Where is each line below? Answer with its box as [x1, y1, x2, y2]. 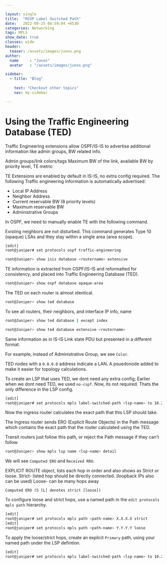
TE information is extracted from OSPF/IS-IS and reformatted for [5, 266, 137, 272]
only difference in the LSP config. [5, 386, 74, 392]
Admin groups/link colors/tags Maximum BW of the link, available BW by [5, 158, 153, 164]
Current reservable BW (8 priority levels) [12, 198, 96, 204]
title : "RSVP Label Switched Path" [5, 16, 81, 21]
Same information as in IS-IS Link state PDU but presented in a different [5, 336, 152, 342]
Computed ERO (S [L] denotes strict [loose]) [5, 488, 101, 493]
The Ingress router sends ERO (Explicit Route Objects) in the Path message [5, 419, 159, 425]
